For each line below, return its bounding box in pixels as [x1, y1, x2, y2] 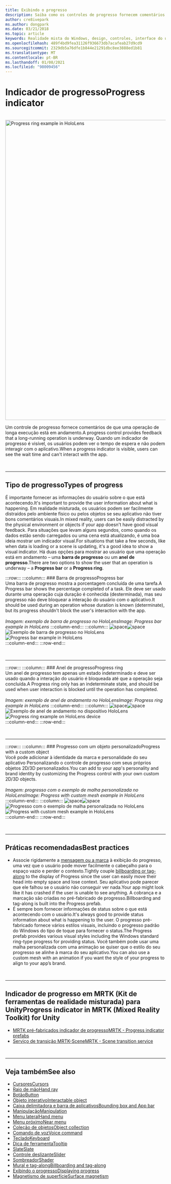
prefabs [12, 1032, 30, 1038]
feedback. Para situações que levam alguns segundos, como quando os [5, 527, 157, 533]
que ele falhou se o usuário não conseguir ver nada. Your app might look [12, 884, 164, 890]
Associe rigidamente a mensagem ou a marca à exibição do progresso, [12, 857, 162, 863]
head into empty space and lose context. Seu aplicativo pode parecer [12, 879, 159, 885]
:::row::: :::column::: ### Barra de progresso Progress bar [5, 575, 124, 581]
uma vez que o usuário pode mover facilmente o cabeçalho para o [12, 862, 152, 868]
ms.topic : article [5, 31, 44, 36]
